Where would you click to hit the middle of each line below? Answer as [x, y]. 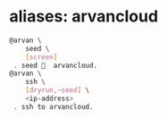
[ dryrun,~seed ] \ [58, 90]
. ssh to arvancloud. [53, 106]
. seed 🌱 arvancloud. [55, 65]
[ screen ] [42, 57]
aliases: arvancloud [84, 17]
